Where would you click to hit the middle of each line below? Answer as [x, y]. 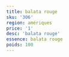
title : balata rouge [32, 12]
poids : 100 [20, 45]
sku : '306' [20, 17]
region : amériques [29, 23]
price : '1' [20, 28]
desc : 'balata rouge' [33, 34]
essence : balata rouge [34, 39]
